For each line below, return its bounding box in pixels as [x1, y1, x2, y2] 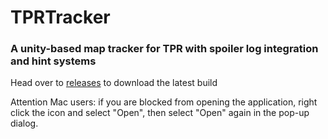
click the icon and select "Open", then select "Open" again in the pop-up [10, 107, 310, 119]
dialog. [10, 117, 39, 130]
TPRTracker [10, 6, 111, 29]
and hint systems [10, 54, 97, 68]
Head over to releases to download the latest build [10, 77, 218, 89]
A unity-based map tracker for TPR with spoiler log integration [10, 42, 319, 56]
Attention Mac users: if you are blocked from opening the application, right [10, 96, 318, 108]
